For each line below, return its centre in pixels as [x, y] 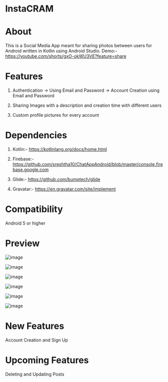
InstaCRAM [29, 9]
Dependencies [36, 135]
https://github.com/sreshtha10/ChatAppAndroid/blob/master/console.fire [88, 164]
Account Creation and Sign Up [37, 340]
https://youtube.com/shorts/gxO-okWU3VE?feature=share [66, 56]
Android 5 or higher [25, 223]
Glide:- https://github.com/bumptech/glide [56, 179]
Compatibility [34, 209]
